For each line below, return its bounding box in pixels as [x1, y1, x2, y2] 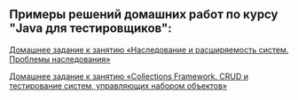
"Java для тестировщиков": [9, 21, 173, 36]
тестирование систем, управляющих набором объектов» [9, 80, 228, 91]
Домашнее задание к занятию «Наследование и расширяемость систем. [9, 44, 289, 55]
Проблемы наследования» [9, 53, 111, 65]
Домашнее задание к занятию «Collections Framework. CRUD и [9, 71, 248, 81]
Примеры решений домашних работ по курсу [9, 7, 278, 22]
